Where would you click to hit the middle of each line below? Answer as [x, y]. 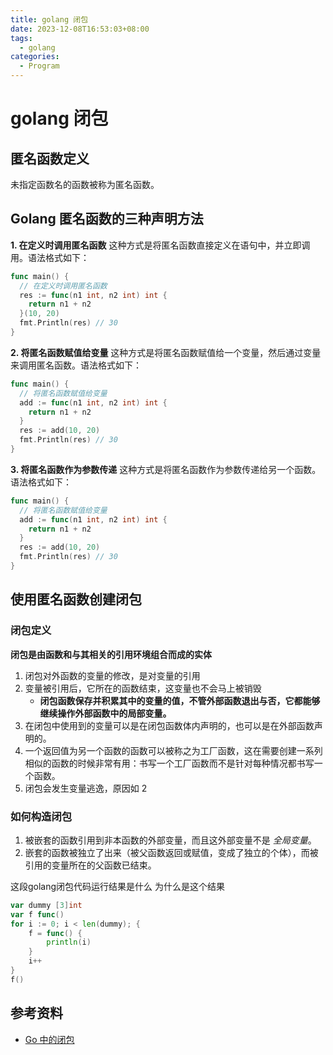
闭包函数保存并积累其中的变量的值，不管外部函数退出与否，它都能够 [180, 700]
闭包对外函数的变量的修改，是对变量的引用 [112, 675]
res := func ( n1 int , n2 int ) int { [93, 295]
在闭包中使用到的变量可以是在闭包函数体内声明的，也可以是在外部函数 [169, 725]
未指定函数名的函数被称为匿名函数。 [85, 184]
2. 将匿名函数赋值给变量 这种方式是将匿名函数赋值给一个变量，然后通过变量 [166, 352]
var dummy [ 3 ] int [46, 905]
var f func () [37, 914]
